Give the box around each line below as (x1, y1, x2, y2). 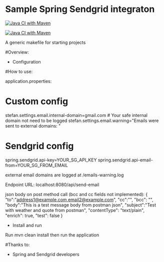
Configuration (12, 58, 41, 64)
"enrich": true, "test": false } (5, 212, 63, 218)
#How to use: (5, 68, 33, 74)
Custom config (5, 96, 68, 107)
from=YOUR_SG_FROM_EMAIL (5, 162, 68, 168)
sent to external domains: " (5, 122, 61, 128)
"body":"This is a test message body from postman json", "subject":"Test (5, 201, 156, 208)
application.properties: (5, 78, 52, 84)
